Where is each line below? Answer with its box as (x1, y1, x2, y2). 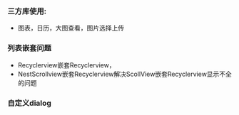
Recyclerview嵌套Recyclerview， (17, 60, 116, 69)
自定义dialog (7, 98, 52, 108)
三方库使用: (7, 6, 47, 16)
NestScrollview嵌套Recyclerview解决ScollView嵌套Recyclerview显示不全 (17, 70, 232, 78)
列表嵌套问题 (7, 43, 52, 53)
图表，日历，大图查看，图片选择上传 (17, 23, 125, 33)
